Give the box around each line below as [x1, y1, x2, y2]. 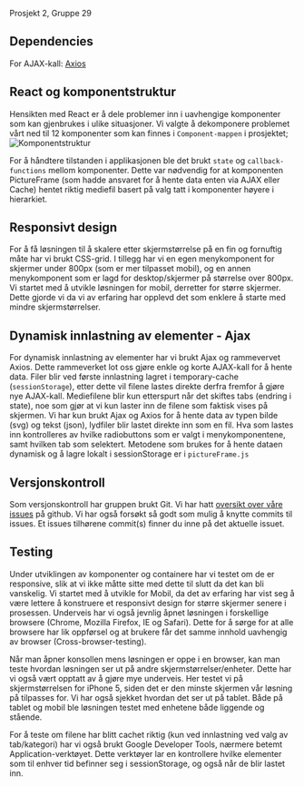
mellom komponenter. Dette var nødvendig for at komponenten [48, 164, 284, 175]
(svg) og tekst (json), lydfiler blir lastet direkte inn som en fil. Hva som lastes [9, 419, 294, 430]
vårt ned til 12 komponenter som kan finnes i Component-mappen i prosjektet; [9, 127, 289, 139]
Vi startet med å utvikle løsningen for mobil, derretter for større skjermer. [9, 282, 281, 293]
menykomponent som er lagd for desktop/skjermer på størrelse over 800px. [9, 272, 294, 284]
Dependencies [9, 34, 93, 49]
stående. [9, 712, 43, 722]
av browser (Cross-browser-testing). [9, 635, 147, 647]
